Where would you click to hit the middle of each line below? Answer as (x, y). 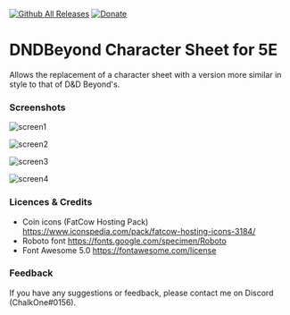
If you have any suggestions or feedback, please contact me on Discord (141, 293)
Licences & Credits (51, 202)
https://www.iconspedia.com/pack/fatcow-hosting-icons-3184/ (139, 231)
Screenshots (37, 107)
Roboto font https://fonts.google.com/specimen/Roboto (124, 241)
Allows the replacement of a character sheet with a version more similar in (145, 74)
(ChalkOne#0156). (43, 302)
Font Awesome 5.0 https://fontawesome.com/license (119, 250)
